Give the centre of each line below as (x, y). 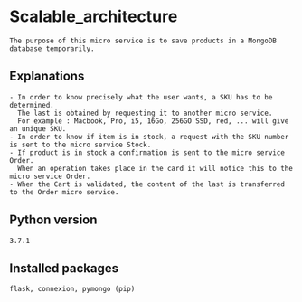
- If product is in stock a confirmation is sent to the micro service (147, 152)
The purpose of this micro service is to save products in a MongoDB (143, 41)
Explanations (47, 76)
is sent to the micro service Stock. (80, 145)
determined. (32, 105)
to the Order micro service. (64, 192)
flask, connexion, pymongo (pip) (72, 289)
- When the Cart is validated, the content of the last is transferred (147, 184)
